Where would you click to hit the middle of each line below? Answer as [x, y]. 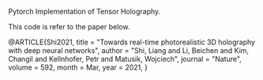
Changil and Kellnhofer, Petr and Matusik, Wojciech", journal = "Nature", [125, 59]
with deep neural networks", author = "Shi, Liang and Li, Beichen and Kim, [129, 50]
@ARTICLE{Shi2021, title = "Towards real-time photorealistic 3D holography [131, 42]
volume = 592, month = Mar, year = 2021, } [78, 67]
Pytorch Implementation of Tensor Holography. [85, 11]
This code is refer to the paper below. [69, 27]
